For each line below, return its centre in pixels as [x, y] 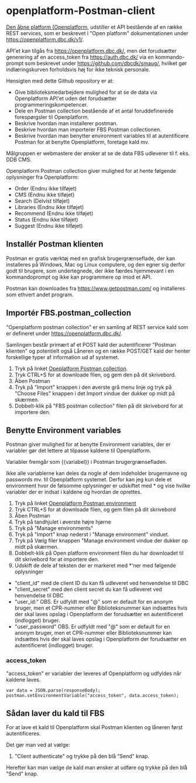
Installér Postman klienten [55, 244]
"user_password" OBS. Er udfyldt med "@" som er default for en [92, 627]
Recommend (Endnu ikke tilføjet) [54, 213]
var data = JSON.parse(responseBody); [53, 690]
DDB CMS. [19, 159]
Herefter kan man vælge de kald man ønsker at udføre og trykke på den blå [97, 768]
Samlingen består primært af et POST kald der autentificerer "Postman [91, 344]
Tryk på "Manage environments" [54, 528]
